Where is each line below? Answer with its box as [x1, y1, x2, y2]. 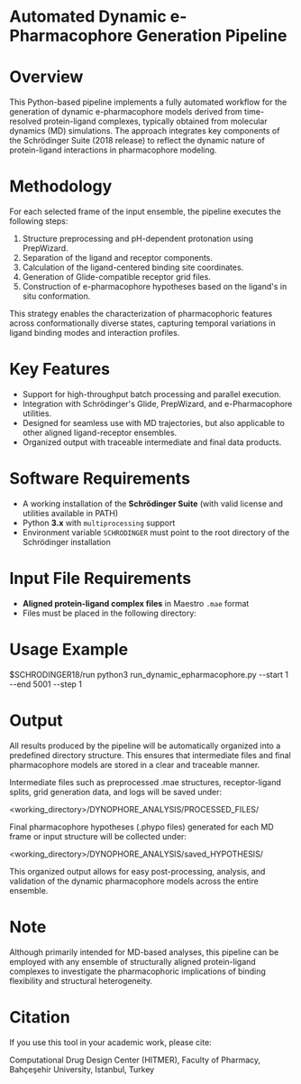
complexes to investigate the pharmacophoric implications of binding [9, 966, 266, 977]
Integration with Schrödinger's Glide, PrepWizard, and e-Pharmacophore [22, 399, 293, 409]
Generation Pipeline [136, 25, 287, 46]
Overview [9, 67, 84, 88]
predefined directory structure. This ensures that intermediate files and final [9, 749, 291, 760]
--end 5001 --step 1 [9, 679, 83, 690]
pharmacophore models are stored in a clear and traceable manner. [9, 759, 260, 770]
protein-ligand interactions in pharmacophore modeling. [9, 144, 217, 155]
